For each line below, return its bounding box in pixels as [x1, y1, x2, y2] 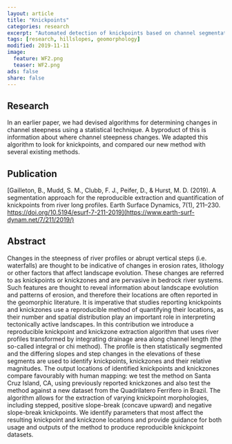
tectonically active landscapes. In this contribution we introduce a [7, 320, 194, 329]
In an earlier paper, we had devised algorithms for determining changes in [7, 118, 217, 127]
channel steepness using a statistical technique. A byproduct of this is [7, 126, 206, 134]
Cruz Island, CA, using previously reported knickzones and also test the [7, 378, 211, 387]
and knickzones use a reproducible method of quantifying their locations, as [7, 305, 224, 313]
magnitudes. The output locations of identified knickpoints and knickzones [7, 364, 220, 372]
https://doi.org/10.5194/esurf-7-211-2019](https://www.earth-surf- [7, 208, 195, 216]
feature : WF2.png [13, 55, 64, 62]
